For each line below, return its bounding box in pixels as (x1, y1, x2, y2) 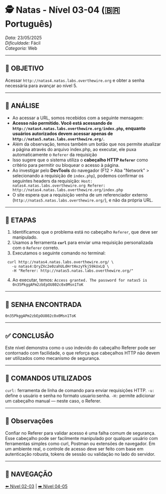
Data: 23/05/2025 (5, 35, 42, 41)
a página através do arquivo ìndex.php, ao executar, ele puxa (12, 146, 137, 152)
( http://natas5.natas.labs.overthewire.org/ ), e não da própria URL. (12, 197, 153, 203)
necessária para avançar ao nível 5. (5, 83, 78, 89)
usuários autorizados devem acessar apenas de (12, 130, 113, 137)
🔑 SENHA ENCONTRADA (5, 300, 82, 309)
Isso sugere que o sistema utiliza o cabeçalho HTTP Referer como (12, 157, 148, 163)
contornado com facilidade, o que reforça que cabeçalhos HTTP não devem (5, 350, 160, 356)
